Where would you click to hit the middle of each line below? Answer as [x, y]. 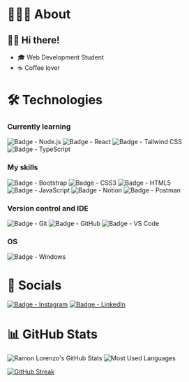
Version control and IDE [48, 208]
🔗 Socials [35, 285]
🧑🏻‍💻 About [39, 14]
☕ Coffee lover [39, 68]
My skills [23, 167]
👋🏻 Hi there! [33, 40]
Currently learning [39, 127]
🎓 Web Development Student [61, 57]
